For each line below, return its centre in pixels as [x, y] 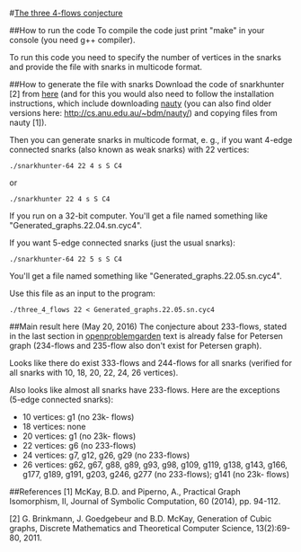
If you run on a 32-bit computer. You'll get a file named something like [138, 216]
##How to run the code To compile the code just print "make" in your [137, 30]
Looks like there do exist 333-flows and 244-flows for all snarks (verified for [151, 363]
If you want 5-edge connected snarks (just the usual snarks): [122, 243]
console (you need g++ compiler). [72, 40]
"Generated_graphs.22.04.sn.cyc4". [75, 225]
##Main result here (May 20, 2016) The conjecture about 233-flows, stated [148, 326]
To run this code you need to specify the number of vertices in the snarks [145, 57]
